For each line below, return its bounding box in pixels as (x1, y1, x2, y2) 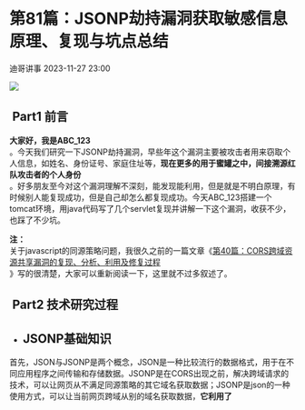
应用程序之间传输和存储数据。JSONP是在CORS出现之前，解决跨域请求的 (16, 367, 290, 378)
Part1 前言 (12, 109, 69, 125)
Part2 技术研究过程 (12, 297, 119, 313)
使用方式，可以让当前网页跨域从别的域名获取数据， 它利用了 (9, 390, 232, 401)
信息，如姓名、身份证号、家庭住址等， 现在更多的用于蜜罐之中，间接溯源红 (16, 157, 296, 168)
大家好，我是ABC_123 (9, 135, 91, 145)
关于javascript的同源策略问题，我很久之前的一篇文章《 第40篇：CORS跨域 (9, 245, 285, 255)
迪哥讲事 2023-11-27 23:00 (9, 63, 111, 74)
